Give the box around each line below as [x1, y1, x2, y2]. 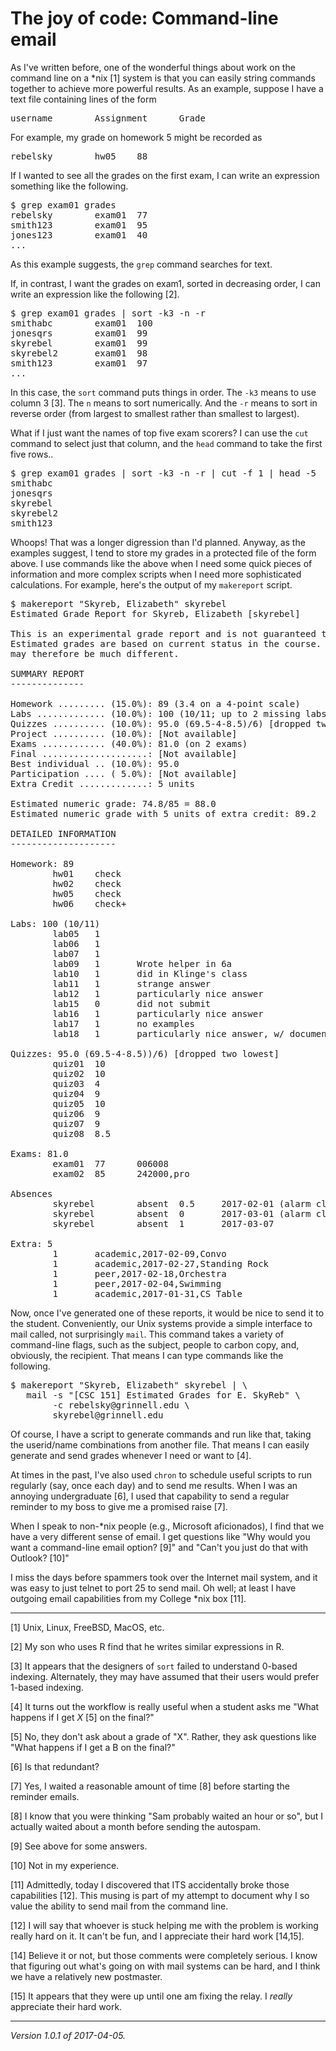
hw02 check [52, 878, 122, 889]
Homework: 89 [10, 858, 75, 869]
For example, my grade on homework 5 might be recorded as [10, 131, 263, 143]
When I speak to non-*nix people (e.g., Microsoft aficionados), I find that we [10, 1520, 325, 1532]
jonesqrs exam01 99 [10, 327, 148, 339]
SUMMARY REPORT [10, 668, 85, 679]
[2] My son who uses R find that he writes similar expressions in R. [10, 1640, 285, 1652]
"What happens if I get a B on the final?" [10, 1741, 176, 1753]
